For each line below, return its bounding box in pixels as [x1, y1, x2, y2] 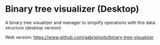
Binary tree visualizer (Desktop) [5, 3, 140, 15]
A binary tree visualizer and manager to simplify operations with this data [5, 20, 156, 25]
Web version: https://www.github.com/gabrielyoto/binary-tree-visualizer [5, 34, 154, 40]
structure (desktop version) [5, 24, 61, 30]
